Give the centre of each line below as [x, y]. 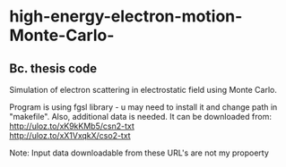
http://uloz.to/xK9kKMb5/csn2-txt [72, 126]
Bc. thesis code [53, 68]
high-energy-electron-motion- [126, 17]
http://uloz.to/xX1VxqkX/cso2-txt [70, 135]
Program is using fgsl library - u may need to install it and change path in [143, 107]
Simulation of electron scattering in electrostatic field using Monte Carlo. [143, 90]
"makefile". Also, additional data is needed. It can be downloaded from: [140, 117]
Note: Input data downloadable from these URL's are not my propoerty [139, 153]
